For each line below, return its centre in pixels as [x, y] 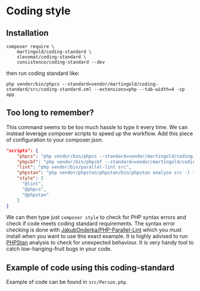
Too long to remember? [50, 113]
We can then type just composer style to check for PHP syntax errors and [96, 217]
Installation [27, 33]
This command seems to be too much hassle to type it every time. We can [97, 127]
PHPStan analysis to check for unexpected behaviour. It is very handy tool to [100, 243]
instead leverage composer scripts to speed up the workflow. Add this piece [100, 133]
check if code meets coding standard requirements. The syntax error [91, 224]
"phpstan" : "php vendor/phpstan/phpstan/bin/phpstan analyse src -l [104, 173]
